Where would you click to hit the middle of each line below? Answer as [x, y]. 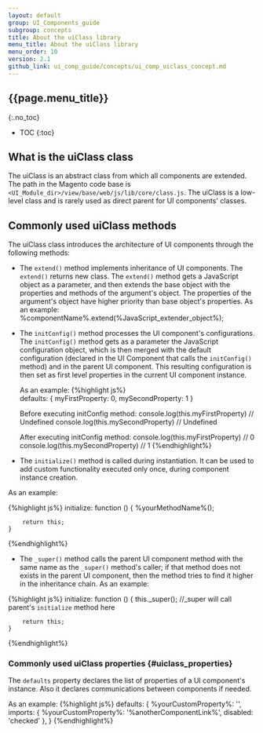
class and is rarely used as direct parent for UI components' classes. [136, 201]
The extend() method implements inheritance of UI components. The [131, 268]
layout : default [35, 15]
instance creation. [49, 478]
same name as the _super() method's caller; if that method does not [130, 567]
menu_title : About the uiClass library [73, 45]
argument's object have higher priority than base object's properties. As [136, 301]
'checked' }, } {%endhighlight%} [61, 721]
